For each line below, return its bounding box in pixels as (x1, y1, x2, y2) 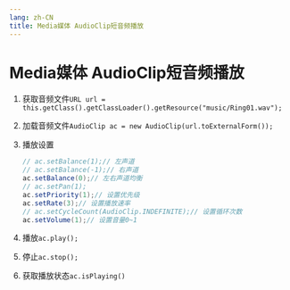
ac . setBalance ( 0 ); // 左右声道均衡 (21, 174, 143, 183)
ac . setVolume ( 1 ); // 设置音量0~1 (21, 215, 137, 224)
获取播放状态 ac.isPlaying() (21, 270, 127, 281)
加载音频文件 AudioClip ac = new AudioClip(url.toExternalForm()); (21, 120, 274, 131)
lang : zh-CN (9, 12, 54, 22)
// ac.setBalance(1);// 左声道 (21, 157, 136, 166)
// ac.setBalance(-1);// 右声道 (21, 166, 139, 175)
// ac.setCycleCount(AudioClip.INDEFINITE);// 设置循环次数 (21, 207, 243, 216)
